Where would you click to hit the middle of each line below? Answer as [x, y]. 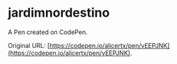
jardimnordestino [59, 13]
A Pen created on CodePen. [48, 32]
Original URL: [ [29, 45]
